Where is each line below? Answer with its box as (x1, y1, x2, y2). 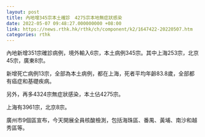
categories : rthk (6, 32, 51, 38)
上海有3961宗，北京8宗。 (6, 103, 70, 111)
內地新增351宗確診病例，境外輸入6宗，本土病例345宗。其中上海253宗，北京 (6, 50, 199, 57)
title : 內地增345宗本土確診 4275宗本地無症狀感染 (6, 15, 122, 21)
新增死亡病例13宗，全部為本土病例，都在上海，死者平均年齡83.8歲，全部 (6, 70, 190, 77)
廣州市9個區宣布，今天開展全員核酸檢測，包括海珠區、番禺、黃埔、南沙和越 (6, 117, 198, 124)
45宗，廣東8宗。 (6, 57, 49, 64)
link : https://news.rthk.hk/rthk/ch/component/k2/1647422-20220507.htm (6, 26, 193, 32)
